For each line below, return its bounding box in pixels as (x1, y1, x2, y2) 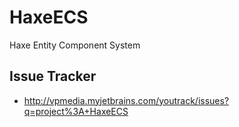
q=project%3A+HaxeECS (23, 105, 129, 117)
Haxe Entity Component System (9, 39, 141, 51)
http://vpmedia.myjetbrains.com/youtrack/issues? (23, 94, 230, 106)
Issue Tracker (9, 68, 97, 85)
